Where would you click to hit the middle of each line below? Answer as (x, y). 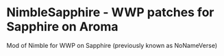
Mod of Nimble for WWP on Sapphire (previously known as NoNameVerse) (112, 45)
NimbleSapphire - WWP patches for (110, 12)
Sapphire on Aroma (62, 27)
